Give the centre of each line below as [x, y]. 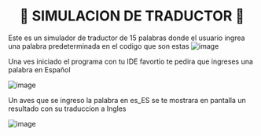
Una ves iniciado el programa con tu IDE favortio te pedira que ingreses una [131, 61]
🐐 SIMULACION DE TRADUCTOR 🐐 [132, 16]
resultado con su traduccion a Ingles [67, 108]
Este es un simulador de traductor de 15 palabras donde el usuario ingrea [127, 38]
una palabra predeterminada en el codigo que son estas [99, 46]
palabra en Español [39, 69]
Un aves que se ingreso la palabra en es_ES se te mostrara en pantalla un [127, 100]
